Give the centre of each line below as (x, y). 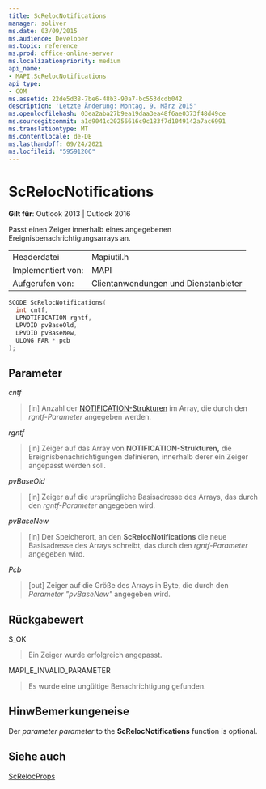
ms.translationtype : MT (49, 129)
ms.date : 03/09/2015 (43, 31)
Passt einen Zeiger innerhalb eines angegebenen (90, 230)
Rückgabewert (46, 619)
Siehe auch (37, 757)
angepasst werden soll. (67, 466)
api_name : (25, 69)
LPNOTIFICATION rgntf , (54, 318)
